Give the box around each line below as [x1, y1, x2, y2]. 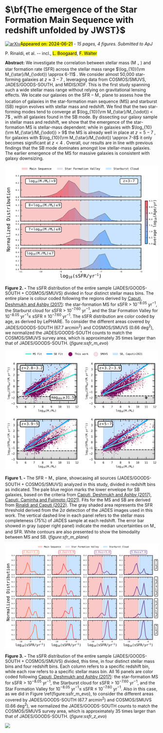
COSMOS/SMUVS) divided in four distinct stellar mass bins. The [25, 290, 154, 296]
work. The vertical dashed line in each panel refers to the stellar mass [5, 512, 145, 518]
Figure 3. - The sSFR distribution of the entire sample [5, 653, 112, 659]
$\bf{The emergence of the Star [5, 4, 138, 15]
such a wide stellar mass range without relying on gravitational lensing [5, 87, 146, 93]
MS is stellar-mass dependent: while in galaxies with [25, 124, 130, 130]
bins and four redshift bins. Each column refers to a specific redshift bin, [5, 663, 150, 669]
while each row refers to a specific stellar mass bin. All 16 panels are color [5, 669, 153, 675]
